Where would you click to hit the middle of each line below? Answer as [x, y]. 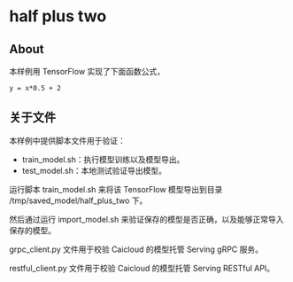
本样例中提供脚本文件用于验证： [67, 140]
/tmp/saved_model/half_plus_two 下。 [78, 200]
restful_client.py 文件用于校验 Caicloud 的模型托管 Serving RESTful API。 [142, 268]
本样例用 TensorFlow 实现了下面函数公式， [87, 71]
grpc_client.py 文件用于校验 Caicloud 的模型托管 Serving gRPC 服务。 [136, 249]
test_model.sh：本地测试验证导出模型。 [94, 170]
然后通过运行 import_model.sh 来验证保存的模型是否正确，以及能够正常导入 [146, 219]
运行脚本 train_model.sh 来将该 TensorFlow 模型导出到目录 [116, 189]
